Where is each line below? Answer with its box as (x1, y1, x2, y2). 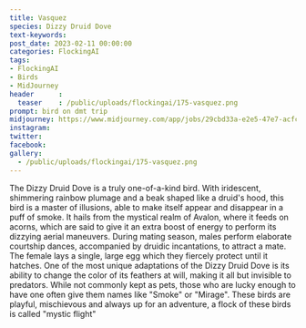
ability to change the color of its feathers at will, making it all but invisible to (9, 270, 291, 281)
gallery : (9, 149, 43, 158)
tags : (9, 56, 30, 65)
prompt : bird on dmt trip (9, 107, 107, 116)
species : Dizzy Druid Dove (9, 22, 112, 31)
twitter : (9, 132, 43, 141)
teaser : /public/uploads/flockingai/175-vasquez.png (17, 97, 239, 108)
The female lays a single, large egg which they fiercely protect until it (9, 250, 269, 261)
